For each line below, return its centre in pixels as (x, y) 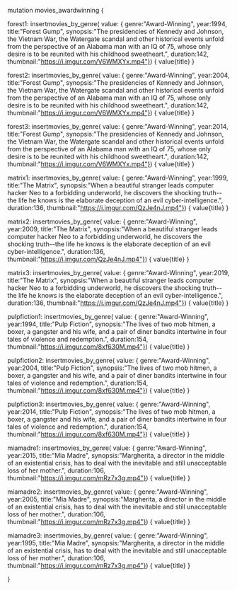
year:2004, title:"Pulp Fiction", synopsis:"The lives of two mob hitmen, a (112, 368)
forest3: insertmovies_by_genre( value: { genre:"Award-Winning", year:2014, (118, 126)
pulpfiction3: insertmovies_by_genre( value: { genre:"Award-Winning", (109, 404)
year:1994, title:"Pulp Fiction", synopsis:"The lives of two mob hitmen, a (111, 324)
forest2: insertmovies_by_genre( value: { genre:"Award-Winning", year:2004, (118, 75)
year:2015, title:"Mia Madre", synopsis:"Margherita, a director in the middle (116, 455)
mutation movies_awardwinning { (56, 10)
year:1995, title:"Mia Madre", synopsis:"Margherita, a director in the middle (116, 543)
